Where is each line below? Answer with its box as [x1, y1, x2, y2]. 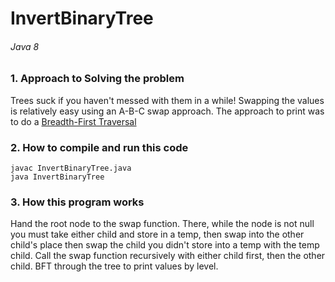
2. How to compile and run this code [10, 140, 189, 154]
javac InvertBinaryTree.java [10, 163, 132, 174]
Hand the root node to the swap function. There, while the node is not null [10, 218, 315, 230]
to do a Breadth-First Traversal [10, 115, 137, 127]
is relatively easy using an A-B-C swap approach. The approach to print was [10, 105, 325, 117]
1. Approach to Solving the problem [10, 72, 185, 86]
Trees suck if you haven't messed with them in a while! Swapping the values [10, 94, 325, 106]
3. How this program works [10, 195, 145, 209]
